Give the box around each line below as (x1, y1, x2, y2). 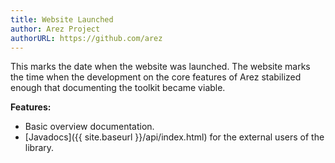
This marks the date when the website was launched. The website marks (10, 61, 311, 73)
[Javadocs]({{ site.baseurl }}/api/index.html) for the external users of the (24, 131, 325, 143)
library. (24, 142, 55, 154)
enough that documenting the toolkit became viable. (10, 82, 226, 94)
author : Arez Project (10, 24, 101, 34)
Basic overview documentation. (24, 121, 155, 133)
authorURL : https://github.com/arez (10, 33, 163, 43)
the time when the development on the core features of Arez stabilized (10, 71, 302, 83)
